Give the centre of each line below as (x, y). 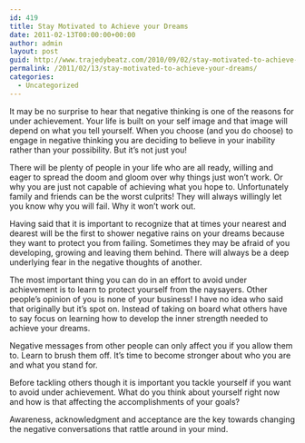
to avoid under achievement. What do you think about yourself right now (145, 392)
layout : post (34, 52)
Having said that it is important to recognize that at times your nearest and (148, 223)
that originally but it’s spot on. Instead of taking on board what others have (148, 309)
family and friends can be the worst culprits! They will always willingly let (146, 196)
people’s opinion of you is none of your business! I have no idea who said (146, 299)
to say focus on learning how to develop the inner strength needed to (139, 318)
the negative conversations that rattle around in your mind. (119, 428)
